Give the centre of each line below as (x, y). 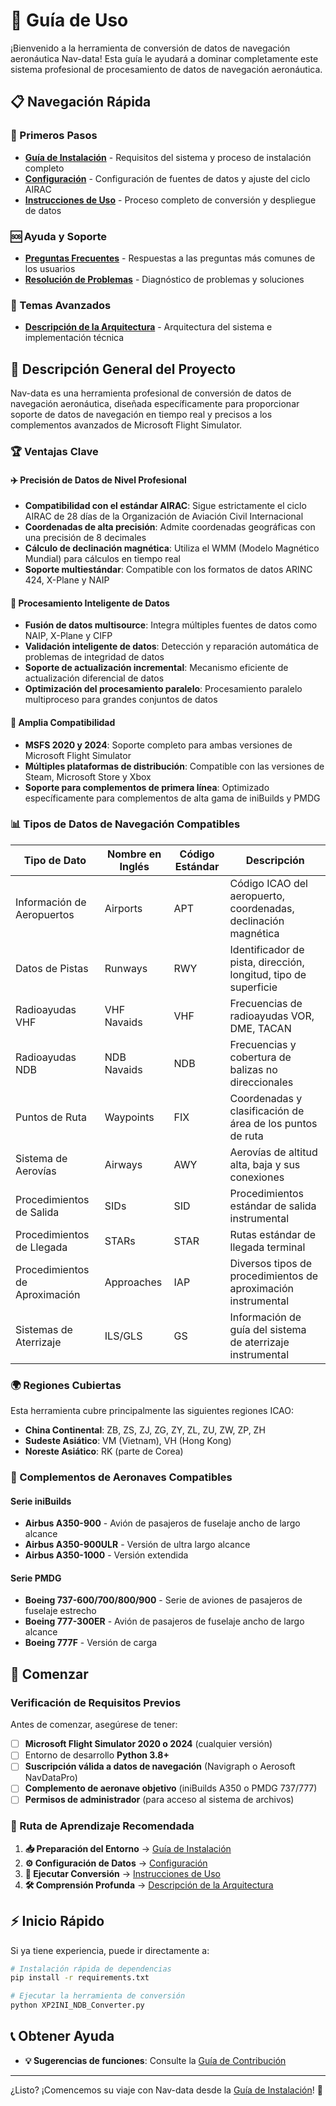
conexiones (257, 1177)
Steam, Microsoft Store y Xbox (88, 776)
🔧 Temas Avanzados (61, 305)
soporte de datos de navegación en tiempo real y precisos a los (141, 415)
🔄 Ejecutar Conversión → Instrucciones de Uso (122, 1873)
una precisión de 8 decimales (85, 538)
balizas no (253, 1069)
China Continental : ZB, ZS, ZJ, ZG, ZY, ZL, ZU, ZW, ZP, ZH (145, 1430)
